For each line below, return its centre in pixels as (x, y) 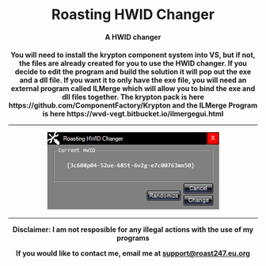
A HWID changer (133, 36)
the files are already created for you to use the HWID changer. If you (133, 63)
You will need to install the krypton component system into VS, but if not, (133, 55)
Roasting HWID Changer (133, 15)
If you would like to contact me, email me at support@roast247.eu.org (133, 253)
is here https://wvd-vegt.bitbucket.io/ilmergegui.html (133, 114)
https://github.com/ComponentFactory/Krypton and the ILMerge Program (133, 105)
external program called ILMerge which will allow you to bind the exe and (133, 89)
